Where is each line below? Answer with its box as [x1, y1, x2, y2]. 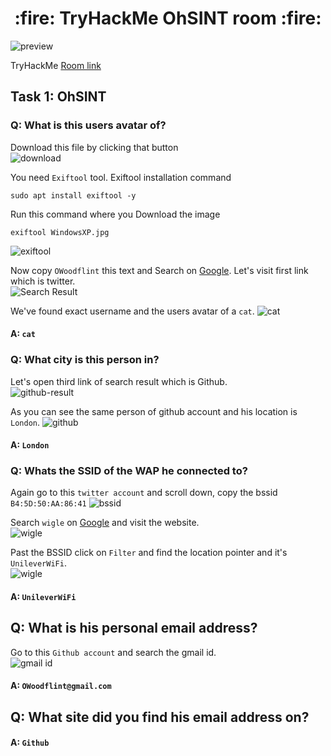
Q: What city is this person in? [10, 353, 160, 367]
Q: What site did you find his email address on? [10, 708, 310, 726]
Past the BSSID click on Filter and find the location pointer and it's [10, 547, 288, 559]
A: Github [10, 737, 50, 749]
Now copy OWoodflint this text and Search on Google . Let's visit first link [10, 264, 309, 276]
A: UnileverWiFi [10, 591, 77, 602]
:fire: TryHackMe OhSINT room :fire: [14, 7, 322, 30]
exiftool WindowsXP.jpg [10, 227, 110, 237]
